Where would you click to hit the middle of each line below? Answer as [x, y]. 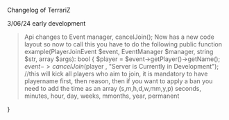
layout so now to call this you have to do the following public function [123, 44]
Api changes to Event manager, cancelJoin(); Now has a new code [119, 37]
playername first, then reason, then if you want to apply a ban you [118, 81]
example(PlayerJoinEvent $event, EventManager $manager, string [119, 52]
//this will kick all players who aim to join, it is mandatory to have [116, 74]
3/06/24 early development [46, 23]
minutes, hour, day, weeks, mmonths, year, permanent [102, 96]
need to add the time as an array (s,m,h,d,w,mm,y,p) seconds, [112, 88]
